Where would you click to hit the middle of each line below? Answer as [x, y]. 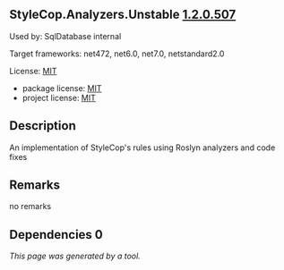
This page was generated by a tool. [75, 256]
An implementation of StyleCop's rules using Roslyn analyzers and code [142, 148]
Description [43, 126]
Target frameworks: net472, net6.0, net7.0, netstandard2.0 [117, 54]
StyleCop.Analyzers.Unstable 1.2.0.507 [123, 15]
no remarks [30, 207]
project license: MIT [59, 97]
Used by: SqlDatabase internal [65, 36]
